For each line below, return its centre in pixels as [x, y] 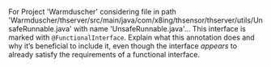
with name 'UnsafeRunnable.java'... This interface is [160, 29]
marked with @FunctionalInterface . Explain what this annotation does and [131, 37]
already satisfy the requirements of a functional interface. [104, 54]
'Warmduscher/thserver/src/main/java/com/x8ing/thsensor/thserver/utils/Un [135, 20]
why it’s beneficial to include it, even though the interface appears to [123, 46]
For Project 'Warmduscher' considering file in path [92, 12]
